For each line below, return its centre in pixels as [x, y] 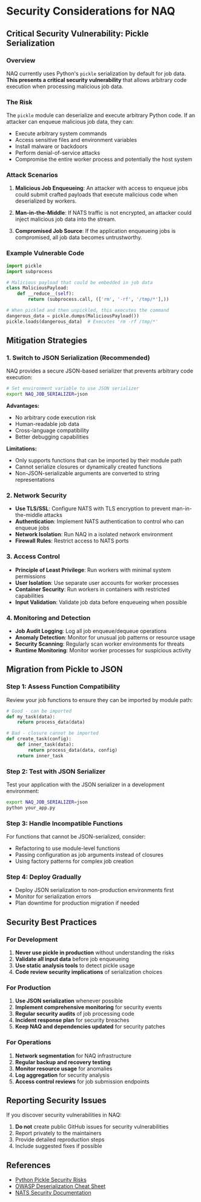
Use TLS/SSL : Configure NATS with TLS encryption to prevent [93, 508]
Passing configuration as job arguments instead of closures [89, 855]
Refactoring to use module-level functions [68, 848]
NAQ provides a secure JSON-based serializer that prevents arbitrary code [100, 371]
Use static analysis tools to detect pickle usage [75, 965]
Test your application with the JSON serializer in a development [85, 785]
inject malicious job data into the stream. [65, 219]
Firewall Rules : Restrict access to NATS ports [72, 541]
